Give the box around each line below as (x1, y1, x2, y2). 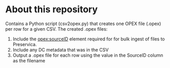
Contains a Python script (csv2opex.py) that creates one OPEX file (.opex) (5, 20, 161, 27)
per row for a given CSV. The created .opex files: (5, 26, 108, 32)
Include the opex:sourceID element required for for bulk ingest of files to (12, 36, 165, 42)
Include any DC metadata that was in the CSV (12, 47, 109, 53)
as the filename (12, 57, 45, 63)
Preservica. (12, 41, 37, 47)
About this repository (5, 4, 98, 15)
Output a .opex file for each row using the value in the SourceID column (12, 52, 163, 58)
